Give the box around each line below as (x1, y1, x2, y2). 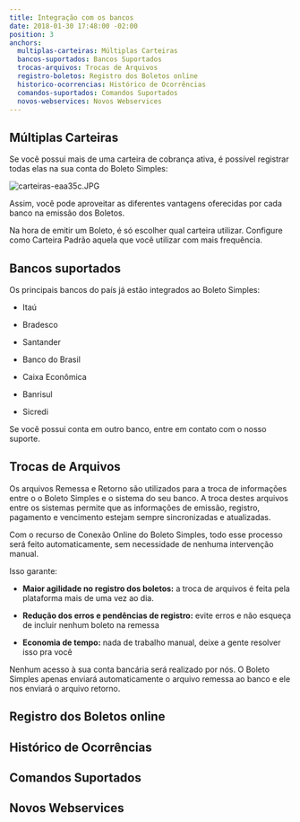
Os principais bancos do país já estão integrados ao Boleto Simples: (9, 285, 261, 295)
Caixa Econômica (21, 372, 87, 382)
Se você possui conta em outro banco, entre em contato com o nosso (9, 424, 267, 434)
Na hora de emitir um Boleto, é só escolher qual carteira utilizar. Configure (9, 225, 284, 236)
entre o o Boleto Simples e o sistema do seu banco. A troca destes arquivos (9, 492, 289, 503)
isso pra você (21, 646, 73, 657)
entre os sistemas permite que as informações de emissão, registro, (9, 502, 261, 513)
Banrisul (21, 389, 53, 400)
